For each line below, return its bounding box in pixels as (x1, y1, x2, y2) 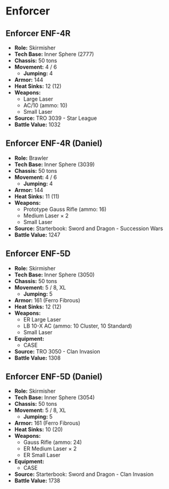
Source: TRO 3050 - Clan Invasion (14, 347, 100, 355)
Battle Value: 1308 (14, 354, 61, 361)
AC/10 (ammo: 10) (23, 102, 68, 109)
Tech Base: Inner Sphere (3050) (14, 271, 95, 278)
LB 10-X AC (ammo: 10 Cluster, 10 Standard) (23, 322, 132, 329)
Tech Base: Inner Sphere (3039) (14, 161, 95, 168)
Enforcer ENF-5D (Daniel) (5, 372, 103, 382)
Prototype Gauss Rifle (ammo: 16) (23, 205, 106, 213)
